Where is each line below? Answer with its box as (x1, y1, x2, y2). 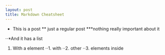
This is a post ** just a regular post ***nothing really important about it (12, 25, 160, 31)
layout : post (5, 7, 33, 12)
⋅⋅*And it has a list (5, 35, 43, 41)
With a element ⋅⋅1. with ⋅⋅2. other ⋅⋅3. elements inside (12, 45, 124, 51)
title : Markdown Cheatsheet (5, 12, 65, 17)
